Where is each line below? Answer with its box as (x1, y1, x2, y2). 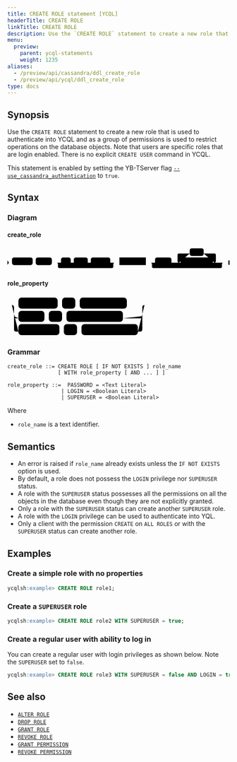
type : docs (7, 83, 39, 90)
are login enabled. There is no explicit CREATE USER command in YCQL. (7, 150, 211, 159)
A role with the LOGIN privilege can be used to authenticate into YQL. (17, 512, 216, 520)
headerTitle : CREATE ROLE (7, 17, 83, 24)
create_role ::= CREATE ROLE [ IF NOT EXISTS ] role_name (7, 363, 181, 370)
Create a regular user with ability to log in (7, 634, 152, 644)
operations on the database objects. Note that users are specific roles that (7, 143, 224, 151)
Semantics (7, 440, 56, 452)
